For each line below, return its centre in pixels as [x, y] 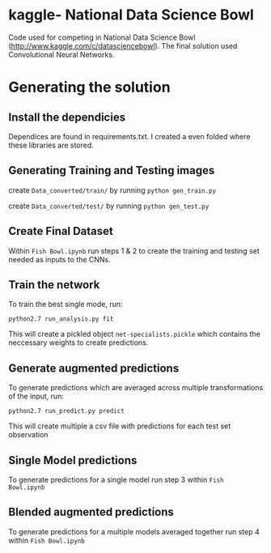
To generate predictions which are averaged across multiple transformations [136, 388]
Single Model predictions [73, 460]
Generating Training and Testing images [112, 170]
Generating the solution [90, 87]
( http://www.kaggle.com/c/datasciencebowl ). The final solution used [123, 45]
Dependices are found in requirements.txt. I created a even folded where [129, 136]
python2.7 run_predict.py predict [67, 411]
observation [28, 435]
